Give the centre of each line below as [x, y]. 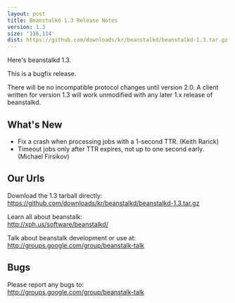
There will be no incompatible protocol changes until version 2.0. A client [113, 87]
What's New [35, 124]
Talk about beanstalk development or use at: [72, 237]
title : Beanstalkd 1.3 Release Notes [63, 20]
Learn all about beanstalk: [45, 216]
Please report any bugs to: [46, 284]
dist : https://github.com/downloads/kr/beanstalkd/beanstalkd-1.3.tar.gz [118, 40]
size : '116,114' [31, 33]
